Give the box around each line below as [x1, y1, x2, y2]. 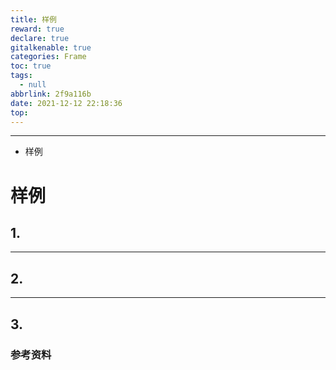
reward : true [10, 24, 65, 34]
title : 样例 [10, 14, 57, 25]
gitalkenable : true [10, 42, 92, 53]
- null [19, 80, 47, 90]
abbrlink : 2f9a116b [10, 89, 92, 99]
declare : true [10, 33, 70, 43]
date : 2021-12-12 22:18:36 [10, 98, 123, 108]
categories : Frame [10, 52, 87, 62]
